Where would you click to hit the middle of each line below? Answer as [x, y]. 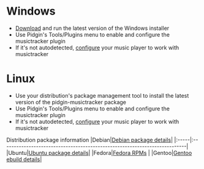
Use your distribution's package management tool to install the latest [102, 95]
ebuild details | [24, 159]
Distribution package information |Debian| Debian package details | [90, 140]
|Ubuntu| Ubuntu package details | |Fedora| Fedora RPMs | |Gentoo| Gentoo [99, 153]
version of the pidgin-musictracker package [71, 102]
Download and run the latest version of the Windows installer [92, 28]
